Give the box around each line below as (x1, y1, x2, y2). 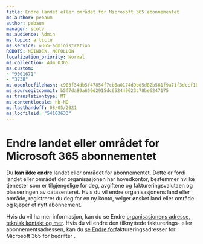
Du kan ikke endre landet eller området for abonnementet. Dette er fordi (6, 169, 186, 176)
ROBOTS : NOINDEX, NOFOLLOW (6, 48, 74, 54)
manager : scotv (6, 25, 45, 32)
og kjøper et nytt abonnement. (6, 201, 82, 209)
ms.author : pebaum (6, 15, 53, 21)
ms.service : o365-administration (6, 43, 91, 49)
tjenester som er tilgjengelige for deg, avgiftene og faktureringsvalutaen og (6, 182, 193, 190)
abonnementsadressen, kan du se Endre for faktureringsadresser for (6, 226, 176, 233)
